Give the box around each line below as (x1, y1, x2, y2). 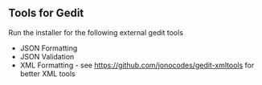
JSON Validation (19, 51, 75, 61)
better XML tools (19, 68, 76, 79)
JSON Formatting (19, 43, 78, 53)
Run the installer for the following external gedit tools (8, 27, 183, 37)
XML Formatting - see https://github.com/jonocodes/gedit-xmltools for (19, 60, 255, 70)
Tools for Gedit (8, 6, 84, 20)
